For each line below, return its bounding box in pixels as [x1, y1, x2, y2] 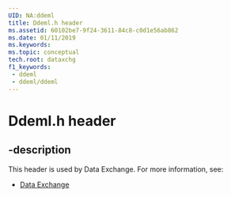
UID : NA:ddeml [8, 11, 55, 20]
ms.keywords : [8, 41, 51, 49]
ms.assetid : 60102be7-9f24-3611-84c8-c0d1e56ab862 [8, 26, 179, 34]
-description [8, 143, 71, 157]
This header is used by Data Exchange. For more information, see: [8, 164, 224, 174]
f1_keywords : [8, 63, 51, 71]
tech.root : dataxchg [8, 56, 77, 64]
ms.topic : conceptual [8, 48, 80, 56]
